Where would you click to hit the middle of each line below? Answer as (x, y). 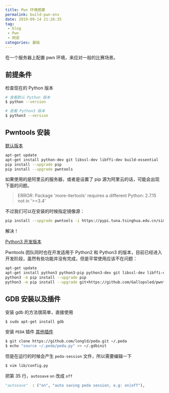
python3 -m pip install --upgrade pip (46, 278)
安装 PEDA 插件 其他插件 (29, 332)
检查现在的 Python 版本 (29, 88)
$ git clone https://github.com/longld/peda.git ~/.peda (66, 341)
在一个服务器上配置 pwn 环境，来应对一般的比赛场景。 (62, 57)
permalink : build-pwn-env (32, 15)
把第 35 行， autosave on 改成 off (39, 376)
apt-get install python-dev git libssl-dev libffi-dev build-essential (82, 160)
